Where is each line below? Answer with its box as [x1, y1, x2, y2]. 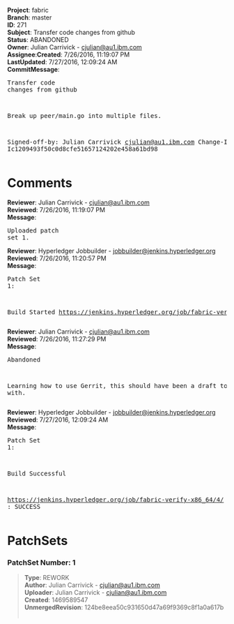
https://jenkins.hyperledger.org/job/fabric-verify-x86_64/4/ [7, 496, 224, 503]
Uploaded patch [7, 226, 59, 235]
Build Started [7, 308, 56, 316]
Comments [7, 175, 72, 191]
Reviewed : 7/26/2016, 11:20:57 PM [7, 254, 107, 262]
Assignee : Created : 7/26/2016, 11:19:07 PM [7, 50, 130, 59]
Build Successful [7, 469, 66, 477]
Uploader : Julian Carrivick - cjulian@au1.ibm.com [24, 588, 167, 597]
